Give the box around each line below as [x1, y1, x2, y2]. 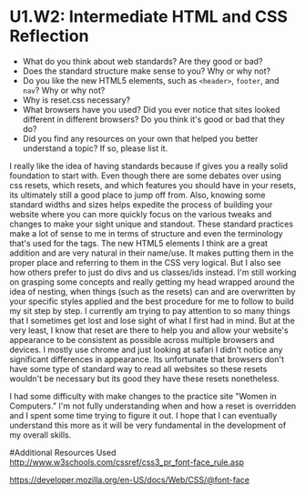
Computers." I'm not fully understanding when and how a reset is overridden [9, 400, 297, 411]
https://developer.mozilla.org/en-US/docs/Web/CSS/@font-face [9, 474, 250, 485]
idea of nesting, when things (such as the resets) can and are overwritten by [9, 286, 296, 297]
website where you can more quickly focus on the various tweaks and [9, 208, 272, 219]
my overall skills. [9, 429, 72, 440]
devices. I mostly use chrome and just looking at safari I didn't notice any [9, 344, 283, 355]
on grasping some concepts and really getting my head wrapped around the [9, 276, 295, 287]
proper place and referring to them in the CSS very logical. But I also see [9, 257, 281, 267]
